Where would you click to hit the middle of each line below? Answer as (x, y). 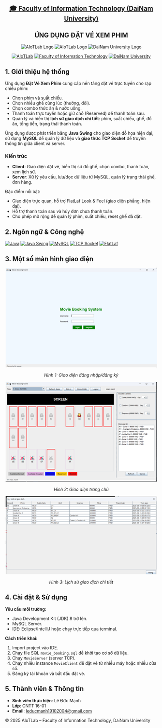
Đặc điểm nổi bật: (23, 192)
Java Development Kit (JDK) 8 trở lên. (50, 618)
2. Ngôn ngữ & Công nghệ (44, 232)
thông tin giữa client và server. (35, 143)
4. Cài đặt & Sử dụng (36, 597)
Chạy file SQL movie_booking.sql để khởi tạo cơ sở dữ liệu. (70, 653)
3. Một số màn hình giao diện (49, 259)
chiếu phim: (17, 89)
